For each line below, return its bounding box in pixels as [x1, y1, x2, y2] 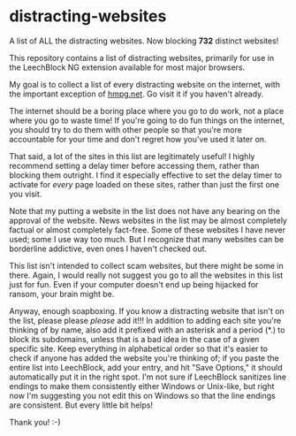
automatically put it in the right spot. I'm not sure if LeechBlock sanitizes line [9, 371, 287, 382]
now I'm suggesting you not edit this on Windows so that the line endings [9, 390, 277, 401]
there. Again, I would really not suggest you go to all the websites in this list [9, 270, 284, 280]
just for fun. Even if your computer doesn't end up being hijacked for [9, 279, 259, 289]
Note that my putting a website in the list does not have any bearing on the [9, 205, 281, 216]
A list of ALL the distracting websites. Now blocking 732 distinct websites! [9, 35, 279, 46]
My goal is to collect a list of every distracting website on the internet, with [9, 79, 281, 89]
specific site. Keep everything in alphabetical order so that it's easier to [9, 343, 268, 354]
